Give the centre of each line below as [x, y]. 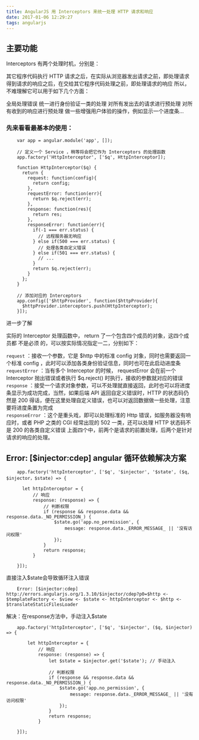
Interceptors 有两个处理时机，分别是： [53, 64]
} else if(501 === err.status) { [74, 253]
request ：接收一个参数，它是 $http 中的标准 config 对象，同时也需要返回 [96, 356]
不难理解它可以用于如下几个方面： [48, 91]
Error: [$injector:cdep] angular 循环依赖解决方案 [96, 458]
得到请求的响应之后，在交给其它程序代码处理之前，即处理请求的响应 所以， [98, 84]
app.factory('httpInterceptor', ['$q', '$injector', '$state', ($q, [103, 472]
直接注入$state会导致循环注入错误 [48, 578]
